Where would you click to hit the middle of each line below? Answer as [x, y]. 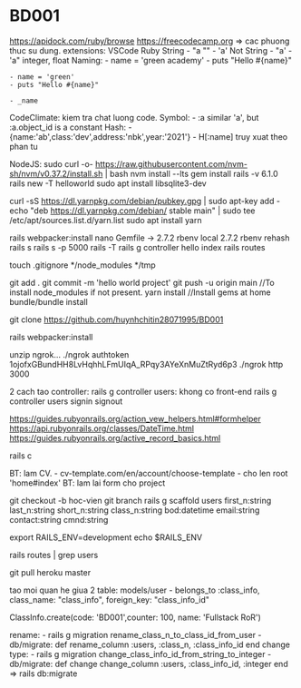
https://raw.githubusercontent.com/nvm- [171, 163]
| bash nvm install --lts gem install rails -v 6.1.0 [191, 173]
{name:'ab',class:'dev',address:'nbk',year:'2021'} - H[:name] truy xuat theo [149, 136]
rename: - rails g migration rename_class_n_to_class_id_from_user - [136, 634]
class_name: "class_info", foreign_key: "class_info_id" [110, 599]
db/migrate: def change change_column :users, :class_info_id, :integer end [149, 663]
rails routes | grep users [54, 555]
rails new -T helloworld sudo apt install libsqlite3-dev [108, 183]
